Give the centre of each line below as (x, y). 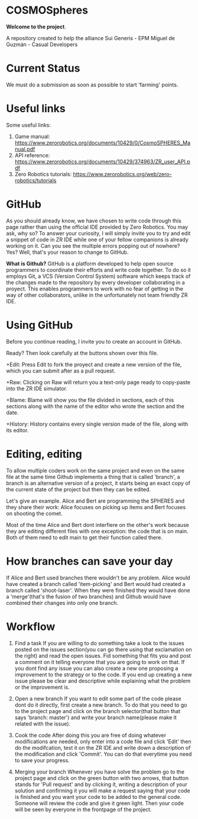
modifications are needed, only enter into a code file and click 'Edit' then (103, 741)
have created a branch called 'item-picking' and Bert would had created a (96, 584)
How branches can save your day (90, 561)
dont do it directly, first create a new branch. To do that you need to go (101, 705)
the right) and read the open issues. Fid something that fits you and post (103, 655)
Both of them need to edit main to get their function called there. (85, 537)
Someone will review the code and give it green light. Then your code (99, 803)
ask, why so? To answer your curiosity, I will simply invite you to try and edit (98, 233)
